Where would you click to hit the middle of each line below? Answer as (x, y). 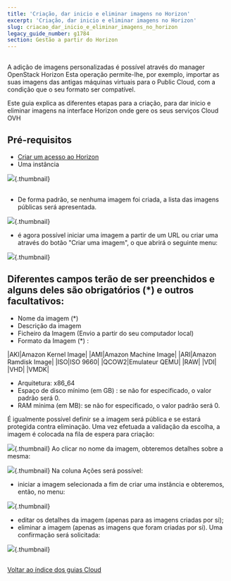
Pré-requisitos (40, 140)
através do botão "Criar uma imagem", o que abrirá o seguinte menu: (118, 242)
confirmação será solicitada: (59, 535)
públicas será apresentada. (57, 207)
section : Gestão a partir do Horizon (63, 40)
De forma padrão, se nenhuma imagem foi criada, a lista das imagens (118, 199)
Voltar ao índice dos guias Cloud (55, 569)
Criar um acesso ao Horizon (58, 157)
